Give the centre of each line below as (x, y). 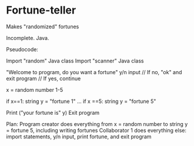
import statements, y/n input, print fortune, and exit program (79, 137)
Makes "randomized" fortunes (43, 26)
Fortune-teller (41, 10)
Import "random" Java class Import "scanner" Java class (75, 61)
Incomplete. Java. (28, 38)
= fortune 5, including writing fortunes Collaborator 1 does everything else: (96, 130)
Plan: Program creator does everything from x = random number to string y (97, 124)
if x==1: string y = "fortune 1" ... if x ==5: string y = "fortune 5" (81, 101)
